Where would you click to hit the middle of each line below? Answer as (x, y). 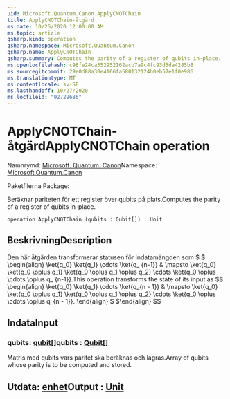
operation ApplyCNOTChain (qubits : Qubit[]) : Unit (85, 219)
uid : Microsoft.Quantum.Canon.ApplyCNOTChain (74, 13)
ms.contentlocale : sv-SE (43, 84)
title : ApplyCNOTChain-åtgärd (51, 20)
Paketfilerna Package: (38, 186)
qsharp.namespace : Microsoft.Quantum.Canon (71, 46)
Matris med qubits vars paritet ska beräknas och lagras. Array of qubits (108, 358)
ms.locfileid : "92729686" (44, 98)
